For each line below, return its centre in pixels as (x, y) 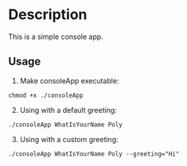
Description (48, 15)
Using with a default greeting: (68, 110)
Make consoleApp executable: (69, 80)
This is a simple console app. (56, 37)
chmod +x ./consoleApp (46, 95)
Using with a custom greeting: (69, 139)
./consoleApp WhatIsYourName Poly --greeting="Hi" (94, 154)
